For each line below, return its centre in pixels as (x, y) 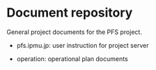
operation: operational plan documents (72, 59)
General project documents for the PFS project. (74, 32)
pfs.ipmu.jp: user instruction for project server (83, 45)
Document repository (70, 13)
